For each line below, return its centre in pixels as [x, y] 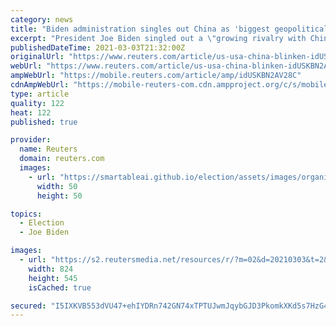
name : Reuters [48, 149]
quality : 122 [37, 103]
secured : [28, 306]
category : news [42, 19]
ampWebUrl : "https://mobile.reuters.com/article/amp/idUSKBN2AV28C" [156, 76]
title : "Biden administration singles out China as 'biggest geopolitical [169, 29]
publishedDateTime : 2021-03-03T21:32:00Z [98, 47]
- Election [42, 223]
